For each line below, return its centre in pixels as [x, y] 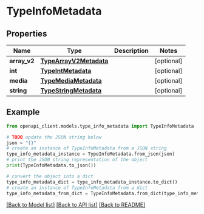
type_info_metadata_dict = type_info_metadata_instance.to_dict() [92, 182]
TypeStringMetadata [71, 91]
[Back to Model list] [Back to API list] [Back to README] [76, 205]
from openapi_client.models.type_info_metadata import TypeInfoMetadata [100, 126]
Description [131, 51]
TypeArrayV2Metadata [74, 61]
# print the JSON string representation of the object [77, 160]
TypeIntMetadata [66, 71]
